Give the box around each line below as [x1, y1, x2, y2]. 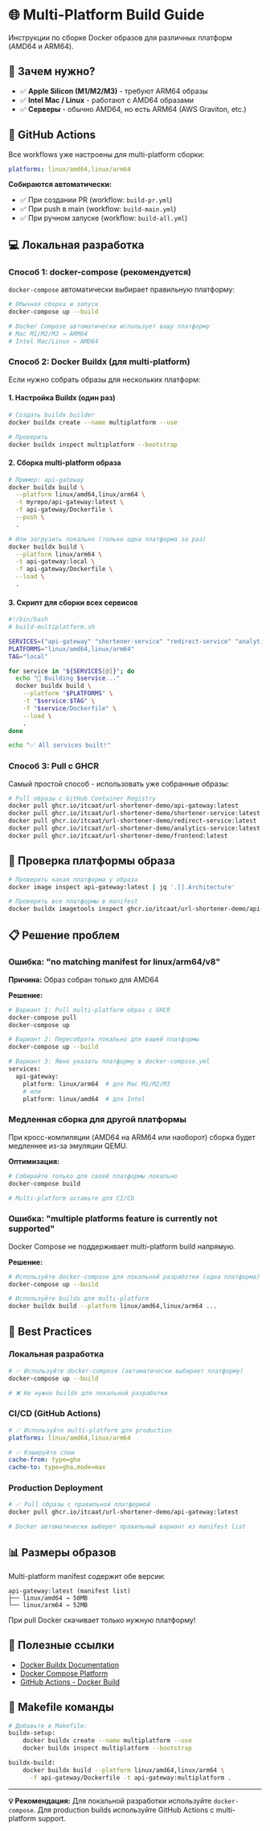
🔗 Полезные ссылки [8, 1638, 115, 1652]
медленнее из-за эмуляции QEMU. [8, 1141, 129, 1150]
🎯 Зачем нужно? [8, 64, 96, 78]
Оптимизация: [8, 1156, 60, 1166]
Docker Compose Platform [19, 1668, 108, 1678]
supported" [8, 1223, 55, 1234]
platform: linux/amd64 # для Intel [22, 1095, 146, 1103]
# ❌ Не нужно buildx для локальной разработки [8, 1389, 168, 1397]
